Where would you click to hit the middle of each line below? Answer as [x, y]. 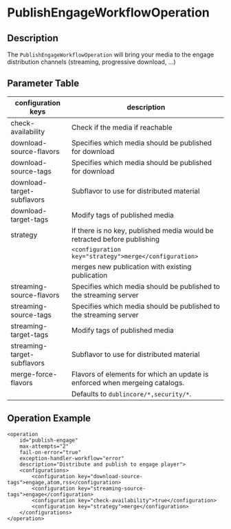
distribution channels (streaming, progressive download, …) [92, 62]
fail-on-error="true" [50, 452]
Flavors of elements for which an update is [140, 374]
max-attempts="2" [44, 446]
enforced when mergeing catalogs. [128, 382]
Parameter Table [43, 84]
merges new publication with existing [131, 266]
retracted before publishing [115, 239]
